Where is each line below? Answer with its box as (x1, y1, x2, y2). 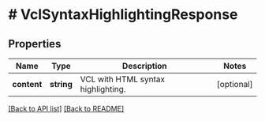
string (50, 79, 73, 89)
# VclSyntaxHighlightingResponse (8, 6, 238, 24)
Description (121, 61, 167, 71)
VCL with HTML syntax (80, 74, 166, 85)
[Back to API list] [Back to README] (8, 104, 125, 113)
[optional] (216, 79, 253, 89)
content (12, 79, 43, 89)
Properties (8, 37, 62, 51)
